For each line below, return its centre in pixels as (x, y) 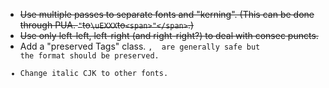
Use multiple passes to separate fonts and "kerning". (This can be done (167, 14)
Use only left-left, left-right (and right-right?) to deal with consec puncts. (169, 35)
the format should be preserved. (89, 56)
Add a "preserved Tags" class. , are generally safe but (140, 46)
